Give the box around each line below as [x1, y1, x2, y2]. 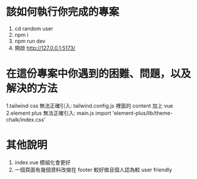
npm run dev [14, 37, 46, 44]
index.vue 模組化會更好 [14, 159, 71, 166]
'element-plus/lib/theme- [112, 109, 173, 116]
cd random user [14, 25, 53, 32]
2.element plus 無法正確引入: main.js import [6, 109, 111, 116]
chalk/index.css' [6, 116, 46, 123]
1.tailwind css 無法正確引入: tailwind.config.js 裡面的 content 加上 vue [6, 102, 174, 109]
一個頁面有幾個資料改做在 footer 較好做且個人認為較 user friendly [14, 166, 172, 173]
